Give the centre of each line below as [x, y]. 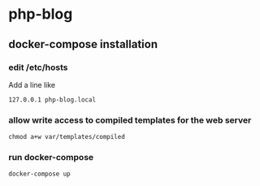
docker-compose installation [83, 44]
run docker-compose [51, 158]
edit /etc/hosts [38, 67]
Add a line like [32, 84]
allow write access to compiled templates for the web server [130, 120]
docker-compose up [39, 174]
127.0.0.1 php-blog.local [52, 99]
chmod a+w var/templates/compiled [67, 137]
